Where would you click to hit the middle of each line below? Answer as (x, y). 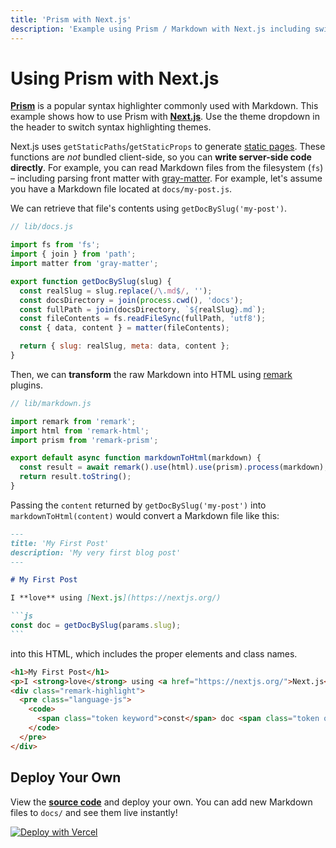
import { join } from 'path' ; (73, 254)
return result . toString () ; (75, 477)
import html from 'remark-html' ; (80, 431)
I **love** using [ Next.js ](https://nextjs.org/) (116, 598)
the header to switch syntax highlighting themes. (111, 127)
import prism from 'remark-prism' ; (84, 440)
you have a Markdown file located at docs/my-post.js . (121, 189)
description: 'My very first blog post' (96, 552)
